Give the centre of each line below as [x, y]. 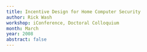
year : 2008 [20, 34]
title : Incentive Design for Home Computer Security [73, 12]
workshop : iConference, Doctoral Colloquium [63, 23]
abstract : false [26, 39]
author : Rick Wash [29, 17]
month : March [22, 28]
